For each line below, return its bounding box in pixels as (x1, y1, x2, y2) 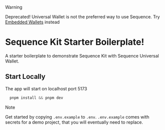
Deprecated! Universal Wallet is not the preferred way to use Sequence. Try (5, 14, 160, 19)
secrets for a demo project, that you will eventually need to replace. (5, 119, 143, 125)
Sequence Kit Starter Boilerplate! (5, 37, 145, 48)
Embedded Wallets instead (5, 19, 60, 25)
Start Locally (5, 72, 46, 81)
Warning (5, 4, 22, 10)
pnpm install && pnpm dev (9, 95, 64, 100)
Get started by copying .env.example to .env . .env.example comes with (5, 114, 150, 120)
